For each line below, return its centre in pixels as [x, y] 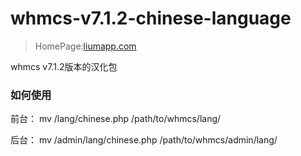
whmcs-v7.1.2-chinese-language [151, 18]
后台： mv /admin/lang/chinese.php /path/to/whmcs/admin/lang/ [144, 140]
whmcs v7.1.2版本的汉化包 [64, 66]
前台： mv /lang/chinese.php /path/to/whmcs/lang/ [116, 119]
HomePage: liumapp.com [85, 46]
